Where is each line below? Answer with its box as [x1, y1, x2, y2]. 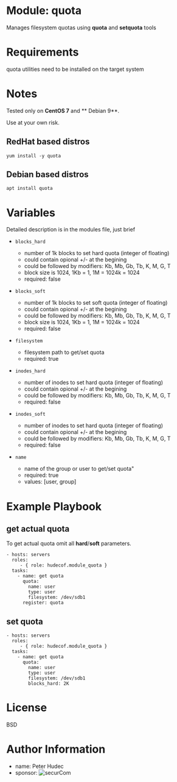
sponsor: [15, 769, 38, 777]
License [6, 701, 47, 715]
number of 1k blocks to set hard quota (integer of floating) [24, 250, 170, 257]
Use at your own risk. [6, 118, 60, 126]
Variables [6, 206, 56, 220]
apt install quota [6, 186, 53, 192]
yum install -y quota [6, 153, 61, 159]
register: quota [22, 599, 64, 606]
